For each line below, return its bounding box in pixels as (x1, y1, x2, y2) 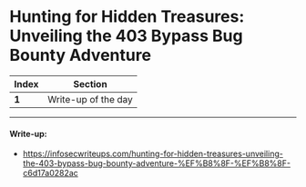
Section (72, 77, 107, 90)
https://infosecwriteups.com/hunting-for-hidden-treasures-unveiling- (22, 148, 284, 160)
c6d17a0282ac (22, 168, 79, 179)
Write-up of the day (47, 93, 134, 105)
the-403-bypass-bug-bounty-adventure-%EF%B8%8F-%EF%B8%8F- (22, 158, 291, 169)
